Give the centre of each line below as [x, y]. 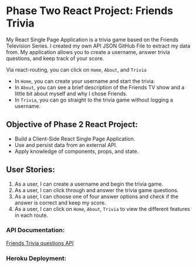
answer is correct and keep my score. [60, 202]
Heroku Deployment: [36, 258]
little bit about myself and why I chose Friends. [71, 93]
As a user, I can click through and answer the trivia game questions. [97, 190]
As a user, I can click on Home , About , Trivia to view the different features [102, 209]
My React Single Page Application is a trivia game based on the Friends [92, 39]
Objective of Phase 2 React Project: [72, 125]
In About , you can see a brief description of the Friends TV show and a [99, 87]
